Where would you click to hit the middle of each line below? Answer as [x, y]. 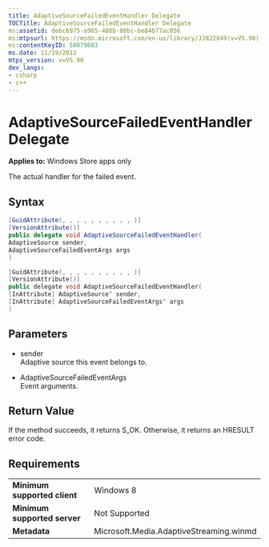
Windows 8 [115, 490]
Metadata [31, 531]
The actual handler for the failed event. [72, 177]
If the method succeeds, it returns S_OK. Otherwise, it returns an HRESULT [131, 430]
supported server [46, 518]
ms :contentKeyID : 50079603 [53, 46]
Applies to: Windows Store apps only [70, 162]
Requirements [44, 463]
